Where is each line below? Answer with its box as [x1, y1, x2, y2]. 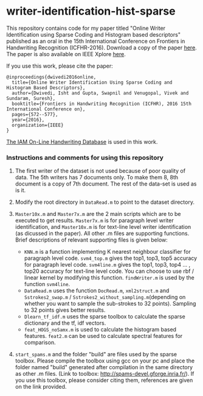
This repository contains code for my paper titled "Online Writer [6, 24, 166, 32]
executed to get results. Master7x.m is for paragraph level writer [15, 217, 174, 224]
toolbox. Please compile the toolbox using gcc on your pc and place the [15, 357, 195, 364]
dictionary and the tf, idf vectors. [24, 319, 106, 327]
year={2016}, [12, 117, 45, 123]
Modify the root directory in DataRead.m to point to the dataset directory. [15, 198, 194, 206]
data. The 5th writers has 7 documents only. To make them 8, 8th [15, 174, 178, 181]
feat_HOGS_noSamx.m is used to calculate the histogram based [24, 326, 177, 333]
